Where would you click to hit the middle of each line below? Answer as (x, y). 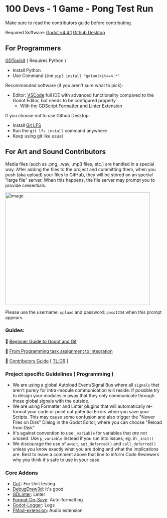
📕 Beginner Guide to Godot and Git (41, 341)
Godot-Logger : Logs (34, 505)
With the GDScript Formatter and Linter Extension (71, 106)
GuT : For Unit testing (34, 484)
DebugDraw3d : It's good (38, 489)
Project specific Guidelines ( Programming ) (59, 374)
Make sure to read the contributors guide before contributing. (69, 23)
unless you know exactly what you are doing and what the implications (86, 449)
